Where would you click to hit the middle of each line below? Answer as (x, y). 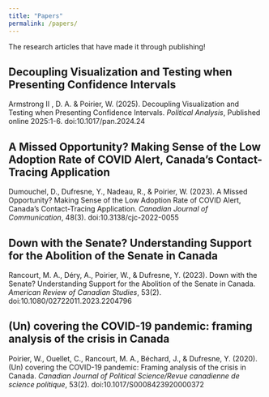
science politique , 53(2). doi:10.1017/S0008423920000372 (107, 384)
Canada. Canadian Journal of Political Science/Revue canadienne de (124, 376)
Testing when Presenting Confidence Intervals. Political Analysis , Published (134, 113)
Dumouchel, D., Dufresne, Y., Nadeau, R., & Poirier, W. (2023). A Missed (128, 192)
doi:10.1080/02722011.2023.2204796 (70, 301)
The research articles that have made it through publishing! (107, 46)
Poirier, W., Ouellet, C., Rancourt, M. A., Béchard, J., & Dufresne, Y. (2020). (133, 358)
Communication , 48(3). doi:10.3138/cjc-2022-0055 (94, 218)
